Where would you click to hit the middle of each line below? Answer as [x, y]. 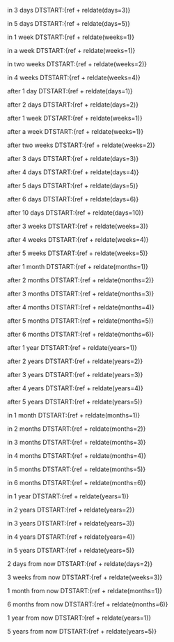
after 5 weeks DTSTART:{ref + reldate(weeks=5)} [78, 253]
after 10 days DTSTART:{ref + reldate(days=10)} [76, 213]
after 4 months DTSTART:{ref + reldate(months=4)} [81, 307]
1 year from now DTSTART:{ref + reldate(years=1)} [79, 618]
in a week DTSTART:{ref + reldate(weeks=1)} [71, 51]
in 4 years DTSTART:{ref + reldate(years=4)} [71, 537]
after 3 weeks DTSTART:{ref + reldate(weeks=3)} [78, 226]
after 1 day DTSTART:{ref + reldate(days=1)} [70, 91]
